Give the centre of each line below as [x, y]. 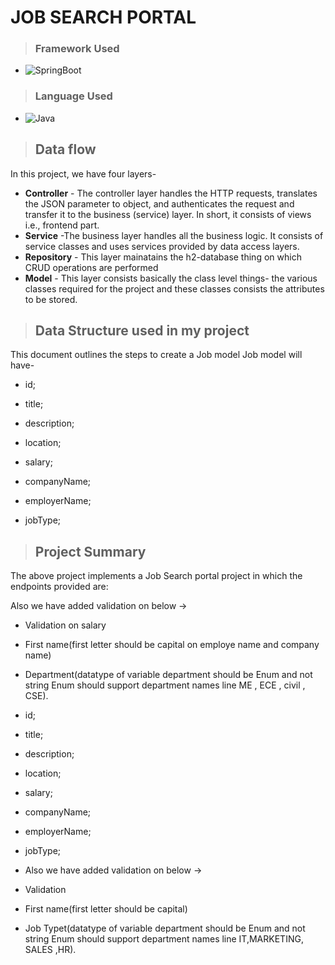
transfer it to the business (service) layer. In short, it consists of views [168, 214]
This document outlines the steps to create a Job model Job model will [156, 355]
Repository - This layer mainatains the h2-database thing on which [163, 257]
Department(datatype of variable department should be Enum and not [168, 675]
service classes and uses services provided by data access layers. [162, 246]
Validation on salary [65, 625]
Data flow [65, 149]
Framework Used [77, 49]
